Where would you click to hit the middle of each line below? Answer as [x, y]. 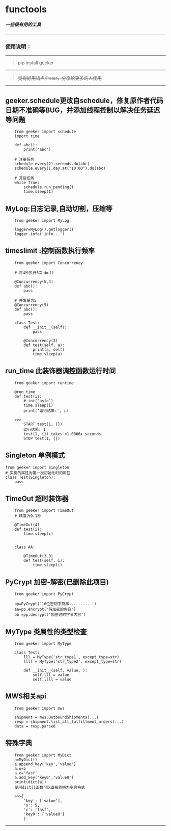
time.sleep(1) [38, 192]
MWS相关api [26, 696]
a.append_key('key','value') [45, 764]
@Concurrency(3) [41, 341]
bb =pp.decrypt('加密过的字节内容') [50, 615]
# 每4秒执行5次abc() [34, 273]
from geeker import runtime [44, 383]
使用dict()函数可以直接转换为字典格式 [50, 787]
